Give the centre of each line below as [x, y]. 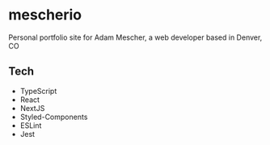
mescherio [45, 15]
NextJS [32, 108]
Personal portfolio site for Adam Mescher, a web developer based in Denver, [135, 37]
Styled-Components [54, 117]
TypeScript [38, 91]
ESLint [31, 125]
